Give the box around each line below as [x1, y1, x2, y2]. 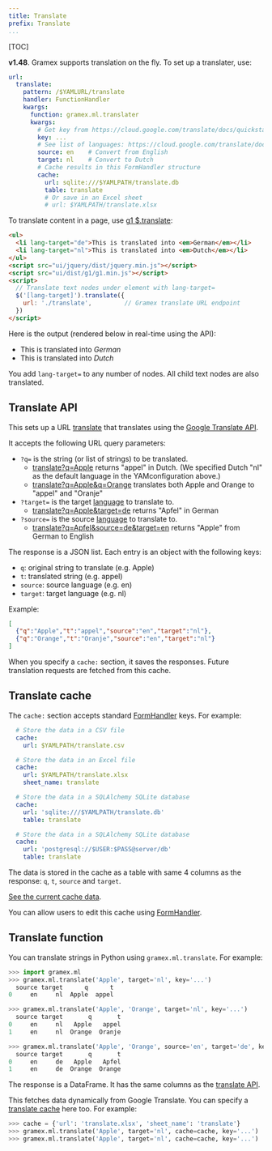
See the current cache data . [8, 892, 102, 902]
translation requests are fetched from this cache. [8, 666, 172, 676]
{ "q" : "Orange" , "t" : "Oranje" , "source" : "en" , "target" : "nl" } [15, 635, 216, 643]
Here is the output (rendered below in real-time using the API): [8, 329, 216, 339]
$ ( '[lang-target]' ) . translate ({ [15, 292, 125, 300]
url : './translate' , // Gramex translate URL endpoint [23, 299, 241, 308]
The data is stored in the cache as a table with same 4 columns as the [8, 868, 241, 877]
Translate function [8, 931, 104, 944]
